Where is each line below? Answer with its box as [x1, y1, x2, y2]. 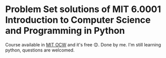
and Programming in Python [5, 25, 125, 36]
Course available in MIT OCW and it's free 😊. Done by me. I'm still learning [5, 41, 161, 47]
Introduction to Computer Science [5, 14, 151, 26]
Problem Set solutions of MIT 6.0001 [5, 4, 161, 15]
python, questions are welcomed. [5, 47, 75, 53]
